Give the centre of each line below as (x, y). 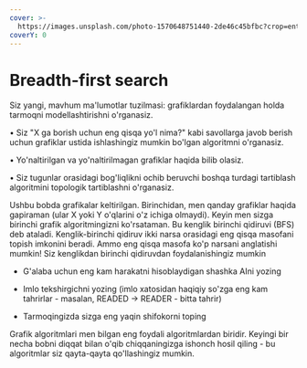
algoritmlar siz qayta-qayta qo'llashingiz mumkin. (102, 353)
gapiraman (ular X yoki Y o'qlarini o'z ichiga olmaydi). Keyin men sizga (142, 215)
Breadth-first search (89, 80)
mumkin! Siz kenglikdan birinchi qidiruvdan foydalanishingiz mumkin (138, 254)
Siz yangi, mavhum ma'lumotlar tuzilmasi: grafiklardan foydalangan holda (147, 105)
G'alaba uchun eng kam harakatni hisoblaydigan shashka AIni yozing (152, 271)
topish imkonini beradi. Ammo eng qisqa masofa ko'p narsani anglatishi (143, 244)
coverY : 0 (28, 35)
